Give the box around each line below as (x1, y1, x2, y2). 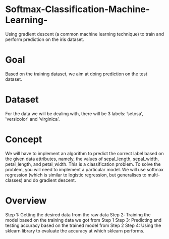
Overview (5, 195, 47, 206)
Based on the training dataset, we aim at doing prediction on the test (5, 71, 147, 77)
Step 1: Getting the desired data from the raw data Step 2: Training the (5, 211, 151, 218)
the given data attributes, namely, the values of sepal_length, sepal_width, (5, 156, 159, 162)
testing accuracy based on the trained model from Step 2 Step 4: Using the (5, 222, 161, 228)
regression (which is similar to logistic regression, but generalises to (5, 172, 147, 178)
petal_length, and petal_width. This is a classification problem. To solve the (5, 161, 161, 167)
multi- (147, 172, 160, 178)
